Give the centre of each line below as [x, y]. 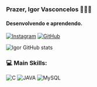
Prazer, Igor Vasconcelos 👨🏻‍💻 [49, 9]
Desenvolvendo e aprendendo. [44, 23]
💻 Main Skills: [27, 63]
